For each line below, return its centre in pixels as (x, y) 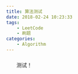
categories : (21, 39)
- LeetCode (30, 28)
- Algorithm (31, 45)
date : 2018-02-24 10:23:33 (39, 17)
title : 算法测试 (24, 11)
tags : (13, 22)
